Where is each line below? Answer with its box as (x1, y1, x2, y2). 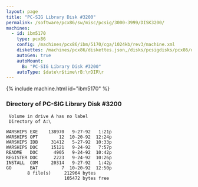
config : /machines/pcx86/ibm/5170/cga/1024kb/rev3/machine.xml (16, 42, 176, 48)
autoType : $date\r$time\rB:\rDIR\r (16, 69, 104, 75)
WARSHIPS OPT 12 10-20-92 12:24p (6, 134, 112, 140)
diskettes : (16, 47, 44, 53)
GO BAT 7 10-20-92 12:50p (6, 165, 112, 171)
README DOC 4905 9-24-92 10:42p (6, 149, 112, 155)
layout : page (6, 8, 38, 15)
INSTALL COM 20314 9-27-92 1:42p (6, 160, 112, 166)
